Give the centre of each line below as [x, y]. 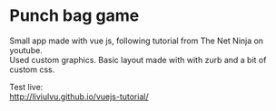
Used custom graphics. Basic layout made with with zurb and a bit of [138, 60]
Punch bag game [74, 16]
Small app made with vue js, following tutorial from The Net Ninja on [137, 41]
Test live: [26, 87]
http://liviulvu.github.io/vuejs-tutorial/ [79, 97]
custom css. [32, 69]
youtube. [26, 50]
